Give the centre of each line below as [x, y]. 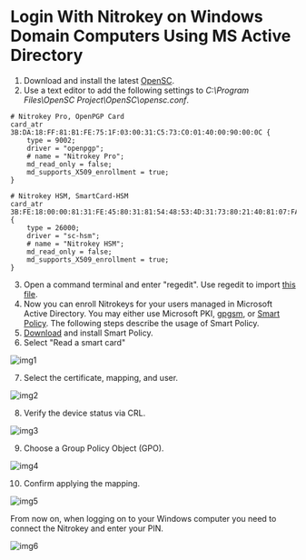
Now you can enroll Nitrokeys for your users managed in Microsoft [148, 304]
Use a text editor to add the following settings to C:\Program [136, 90]
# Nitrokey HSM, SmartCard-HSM [69, 196]
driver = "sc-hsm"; [64, 235]
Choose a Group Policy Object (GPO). [94, 448]
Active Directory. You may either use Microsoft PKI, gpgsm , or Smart [152, 313]
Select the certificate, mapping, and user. [101, 377]
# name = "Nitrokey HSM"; [76, 244]
